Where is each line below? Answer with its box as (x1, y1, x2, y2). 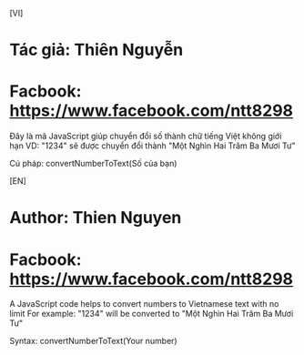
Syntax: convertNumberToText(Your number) (9, 336, 177, 347)
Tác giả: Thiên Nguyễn (9, 40, 184, 60)
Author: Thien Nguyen (9, 208, 182, 228)
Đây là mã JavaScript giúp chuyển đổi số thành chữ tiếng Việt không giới (9, 131, 282, 142)
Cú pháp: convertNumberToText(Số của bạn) (9, 158, 177, 169)
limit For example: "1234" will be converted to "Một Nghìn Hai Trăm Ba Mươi (9, 309, 294, 319)
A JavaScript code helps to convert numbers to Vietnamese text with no (9, 299, 279, 309)
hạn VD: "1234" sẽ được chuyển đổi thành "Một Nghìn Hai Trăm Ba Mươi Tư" (9, 140, 296, 151)
